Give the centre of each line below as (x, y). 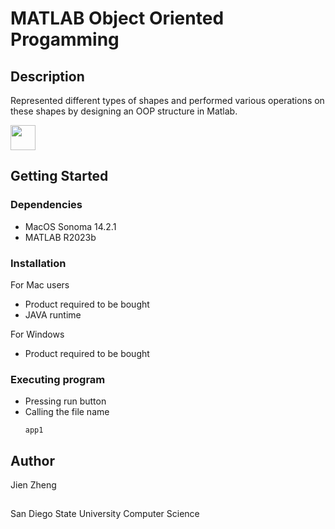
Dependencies (46, 205)
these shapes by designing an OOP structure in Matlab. (124, 111)
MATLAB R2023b (60, 237)
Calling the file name (67, 412)
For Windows (37, 334)
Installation (38, 263)
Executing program (58, 379)
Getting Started (59, 176)
